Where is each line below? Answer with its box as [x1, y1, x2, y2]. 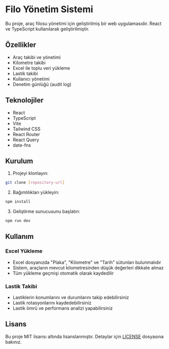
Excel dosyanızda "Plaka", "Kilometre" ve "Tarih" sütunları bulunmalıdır [12, 259, 161, 265]
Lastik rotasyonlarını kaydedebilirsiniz [12, 300, 92, 306]
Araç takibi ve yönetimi [12, 54, 61, 60]
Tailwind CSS [12, 126, 41, 132]
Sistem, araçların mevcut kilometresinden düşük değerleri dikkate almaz [12, 264, 164, 271]
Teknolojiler [5, 96, 44, 105]
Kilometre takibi [12, 60, 46, 66]
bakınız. [5, 339, 22, 345]
